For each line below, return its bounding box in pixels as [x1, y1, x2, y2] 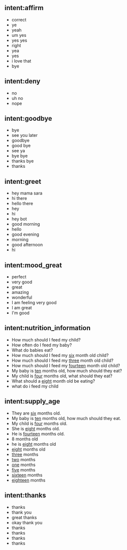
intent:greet [4, 177, 42, 186]
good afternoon [11, 242, 43, 248]
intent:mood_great [4, 261, 62, 269]
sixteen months [11, 472, 43, 478]
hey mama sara [11, 190, 43, 196]
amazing [11, 290, 29, 295]
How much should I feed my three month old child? [11, 357, 113, 363]
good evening [11, 231, 39, 237]
